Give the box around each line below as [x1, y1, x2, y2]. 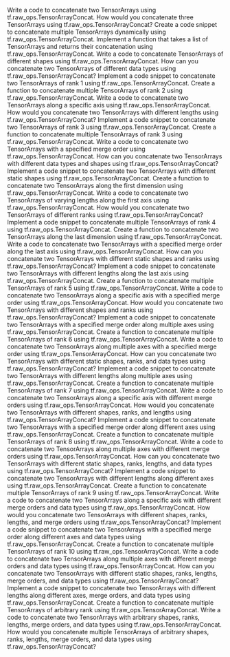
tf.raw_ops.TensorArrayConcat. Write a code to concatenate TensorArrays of [7, 50, 224, 58]
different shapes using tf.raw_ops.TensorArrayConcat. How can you [7, 57, 199, 65]
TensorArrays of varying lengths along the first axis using [7, 196, 170, 204]
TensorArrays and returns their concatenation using [7, 43, 153, 50]
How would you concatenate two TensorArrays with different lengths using [7, 108, 219, 116]
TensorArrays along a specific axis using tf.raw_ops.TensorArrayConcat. [7, 101, 211, 109]
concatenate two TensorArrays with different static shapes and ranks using [7, 255, 220, 262]
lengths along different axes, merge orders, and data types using [7, 592, 191, 599]
